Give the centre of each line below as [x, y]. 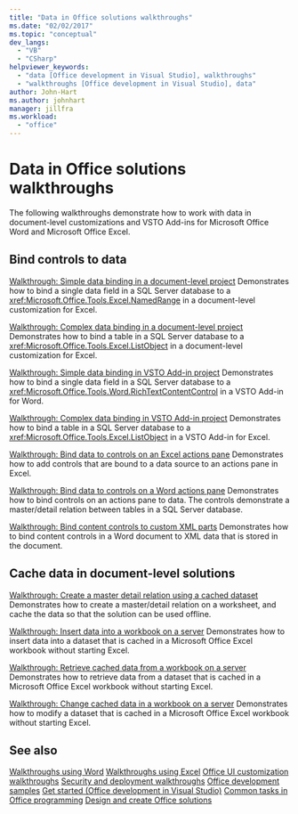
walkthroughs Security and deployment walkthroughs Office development [145, 781]
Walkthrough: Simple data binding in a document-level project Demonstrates [149, 281]
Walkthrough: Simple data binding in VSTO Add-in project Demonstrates [141, 372]
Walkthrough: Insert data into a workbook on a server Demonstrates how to [147, 631]
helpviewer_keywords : [49, 68]
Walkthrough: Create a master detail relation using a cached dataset [134, 595]
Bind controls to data [68, 260]
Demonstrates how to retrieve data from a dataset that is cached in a [135, 677]
